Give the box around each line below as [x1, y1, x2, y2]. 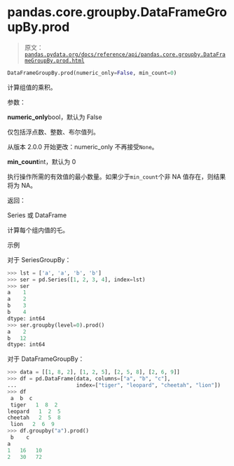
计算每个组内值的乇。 [7, 226, 69, 234]
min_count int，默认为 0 [7, 157, 76, 165]
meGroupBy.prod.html [24, 57, 85, 64]
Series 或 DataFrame [7, 211, 67, 219]
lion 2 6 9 [10, 421, 55, 428]
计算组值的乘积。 [7, 83, 57, 91]
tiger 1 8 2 [10, 401, 58, 409]
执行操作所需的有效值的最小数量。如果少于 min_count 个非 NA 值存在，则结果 [7, 172, 226, 181]
